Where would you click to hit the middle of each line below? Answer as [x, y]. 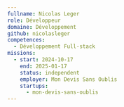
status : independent [50, 73]
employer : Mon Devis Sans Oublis [69, 79]
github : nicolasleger [39, 33]
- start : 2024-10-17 [43, 60]
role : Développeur [34, 20]
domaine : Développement [42, 27]
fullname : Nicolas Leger [43, 14]
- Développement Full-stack [55, 46]
